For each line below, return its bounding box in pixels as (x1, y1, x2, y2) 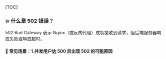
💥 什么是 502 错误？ (5, 17, 54, 24)
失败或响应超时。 (9, 36, 45, 42)
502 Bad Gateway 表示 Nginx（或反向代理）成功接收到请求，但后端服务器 (5, 30, 157, 36)
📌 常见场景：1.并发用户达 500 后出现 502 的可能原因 (5, 48, 113, 54)
